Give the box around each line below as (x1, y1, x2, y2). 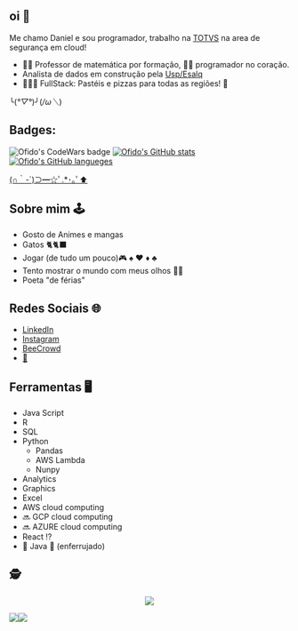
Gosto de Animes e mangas (21, 229, 124, 240)
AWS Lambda (35, 455, 86, 466)
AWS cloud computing (21, 502, 105, 513)
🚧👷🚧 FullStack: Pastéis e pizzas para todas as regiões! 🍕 (21, 77, 229, 89)
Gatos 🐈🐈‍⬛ (21, 239, 68, 250)
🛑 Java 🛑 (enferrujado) (21, 541, 105, 552)
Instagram (21, 334, 60, 345)
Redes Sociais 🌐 (9, 300, 101, 315)
